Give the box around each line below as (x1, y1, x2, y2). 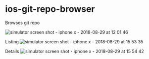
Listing (5, 38, 19, 45)
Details (5, 48, 19, 54)
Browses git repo (5, 20, 40, 26)
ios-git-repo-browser (5, 3, 95, 15)
